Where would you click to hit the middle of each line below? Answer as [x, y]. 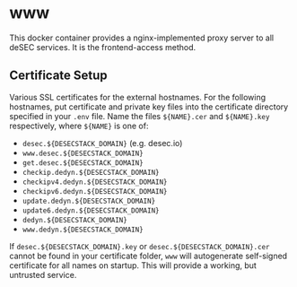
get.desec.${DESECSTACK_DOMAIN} [83, 163]
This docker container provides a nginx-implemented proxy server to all [142, 38]
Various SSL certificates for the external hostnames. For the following [138, 97]
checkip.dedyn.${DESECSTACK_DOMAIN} [91, 172]
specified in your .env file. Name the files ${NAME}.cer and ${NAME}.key [140, 116]
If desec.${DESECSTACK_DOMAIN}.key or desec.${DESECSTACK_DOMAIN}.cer [140, 246]
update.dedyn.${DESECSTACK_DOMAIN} [89, 201]
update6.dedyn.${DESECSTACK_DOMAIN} [91, 210]
